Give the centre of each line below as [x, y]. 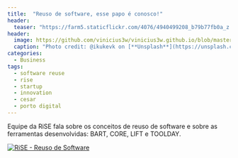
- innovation [33, 93]
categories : [25, 54]
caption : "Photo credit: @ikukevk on [69, 47]
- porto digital [38, 106]
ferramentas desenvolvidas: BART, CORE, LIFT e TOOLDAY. [94, 134]
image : [23, 40]
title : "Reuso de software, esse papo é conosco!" [85, 14]
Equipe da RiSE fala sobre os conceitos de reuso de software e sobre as [113, 126]
